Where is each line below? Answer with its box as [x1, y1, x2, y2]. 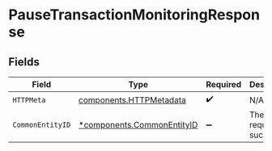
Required [206, 79, 242, 90]
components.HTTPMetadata [78, 94, 186, 106]
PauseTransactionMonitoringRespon [8, 6, 261, 24]
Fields [8, 55, 40, 69]
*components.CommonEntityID [78, 120, 198, 130]
